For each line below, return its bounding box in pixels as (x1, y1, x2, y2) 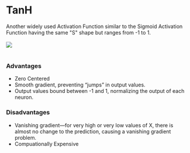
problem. (14, 134, 37, 141)
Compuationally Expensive (14, 140, 79, 147)
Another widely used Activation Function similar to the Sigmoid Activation (6, 23, 183, 30)
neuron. (14, 94, 34, 101)
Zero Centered (14, 75, 50, 82)
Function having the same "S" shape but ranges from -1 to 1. (6, 29, 151, 36)
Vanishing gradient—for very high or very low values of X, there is (14, 121, 174, 128)
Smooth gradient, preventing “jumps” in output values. (14, 81, 146, 88)
